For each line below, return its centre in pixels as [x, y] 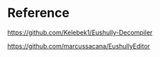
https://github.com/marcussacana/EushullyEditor [79, 46]
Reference [38, 13]
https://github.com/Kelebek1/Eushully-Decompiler [80, 32]
